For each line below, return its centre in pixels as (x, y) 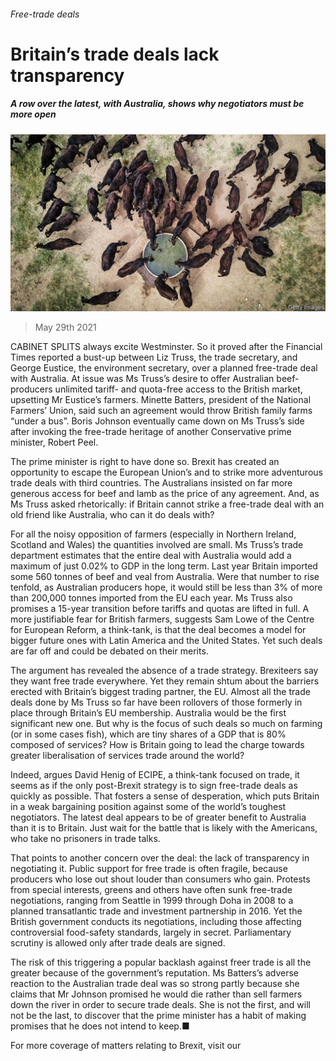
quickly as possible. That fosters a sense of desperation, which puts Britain (165, 796)
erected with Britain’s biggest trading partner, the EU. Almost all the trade (160, 692)
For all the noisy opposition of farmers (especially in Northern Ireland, (153, 534)
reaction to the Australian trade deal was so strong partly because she (155, 984)
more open (33, 114)
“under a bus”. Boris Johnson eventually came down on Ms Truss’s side (157, 421)
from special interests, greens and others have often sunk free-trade (151, 890)
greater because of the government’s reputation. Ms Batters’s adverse (154, 973)
